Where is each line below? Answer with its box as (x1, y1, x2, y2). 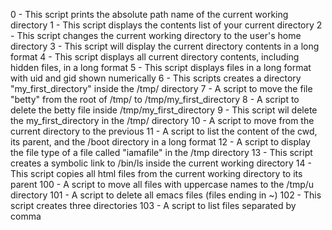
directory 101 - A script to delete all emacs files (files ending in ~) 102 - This (10, 189, 322, 201)
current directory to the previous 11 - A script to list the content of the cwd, (10, 125, 318, 137)
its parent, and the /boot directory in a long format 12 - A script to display (10, 136, 311, 148)
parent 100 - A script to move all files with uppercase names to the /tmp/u (10, 179, 315, 190)
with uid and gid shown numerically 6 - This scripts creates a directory (10, 72, 302, 84)
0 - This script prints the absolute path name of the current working (10, 9, 289, 20)
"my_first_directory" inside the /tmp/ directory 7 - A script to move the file (10, 83, 313, 94)
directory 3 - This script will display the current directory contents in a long (10, 40, 320, 52)
